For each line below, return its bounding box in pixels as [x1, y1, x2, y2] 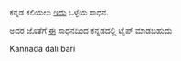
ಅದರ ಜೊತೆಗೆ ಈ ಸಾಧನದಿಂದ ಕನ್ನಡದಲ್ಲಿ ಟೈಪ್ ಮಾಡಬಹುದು [9, 25, 173, 36]
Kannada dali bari [9, 44, 76, 54]
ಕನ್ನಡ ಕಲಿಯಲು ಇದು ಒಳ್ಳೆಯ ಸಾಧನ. [9, 7, 110, 17]
